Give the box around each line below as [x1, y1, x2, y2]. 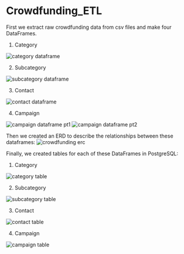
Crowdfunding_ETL [6, 4, 103, 18]
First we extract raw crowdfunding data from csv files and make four [6, 24, 172, 31]
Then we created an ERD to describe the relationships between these [6, 132, 174, 139]
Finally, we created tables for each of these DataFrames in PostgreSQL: [6, 150, 179, 157]
